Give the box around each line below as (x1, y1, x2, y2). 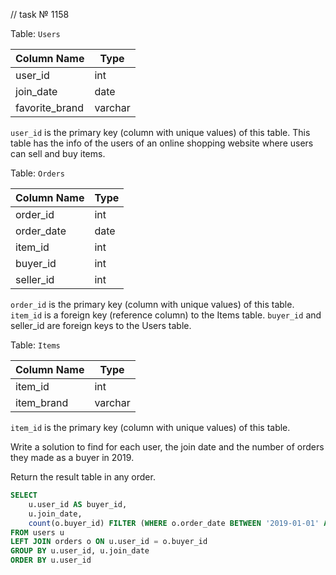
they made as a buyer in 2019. (10, 452, 135, 463)
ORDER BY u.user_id (10, 555, 92, 566)
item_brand (15, 396, 69, 409)
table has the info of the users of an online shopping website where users (10, 137, 314, 149)
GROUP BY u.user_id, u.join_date (10, 546, 150, 556)
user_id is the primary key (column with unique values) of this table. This (10, 127, 311, 138)
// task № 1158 (10, 9, 70, 20)
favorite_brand (15, 101, 85, 114)
